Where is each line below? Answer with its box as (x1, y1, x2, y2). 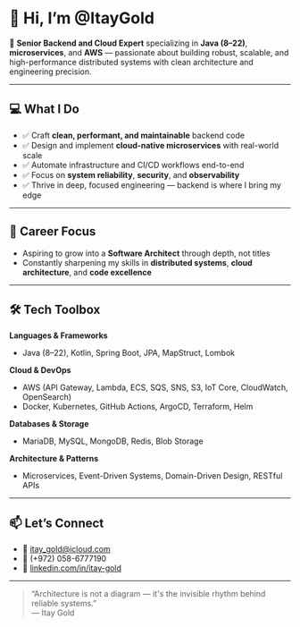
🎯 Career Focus (9, 224, 96, 240)
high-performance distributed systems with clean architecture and (9, 56, 254, 67)
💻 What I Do (9, 102, 80, 117)
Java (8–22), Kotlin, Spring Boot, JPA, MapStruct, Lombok (21, 348, 235, 359)
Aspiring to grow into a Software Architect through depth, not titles (21, 248, 271, 258)
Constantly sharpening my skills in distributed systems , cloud (21, 257, 253, 267)
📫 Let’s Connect (9, 515, 104, 530)
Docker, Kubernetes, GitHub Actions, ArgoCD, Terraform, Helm (21, 402, 254, 412)
